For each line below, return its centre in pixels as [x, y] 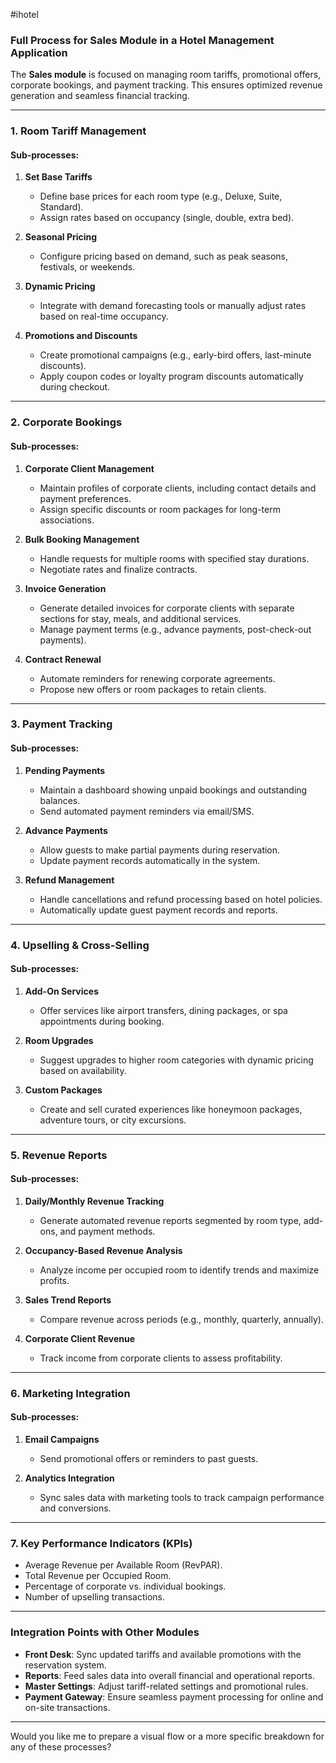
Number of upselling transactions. [95, 1597]
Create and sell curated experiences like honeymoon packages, [171, 1109]
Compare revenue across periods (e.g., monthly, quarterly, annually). [181, 1319]
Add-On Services [61, 991]
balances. [60, 800]
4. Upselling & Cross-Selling [80, 945]
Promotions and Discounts [81, 336]
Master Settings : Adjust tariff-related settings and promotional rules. [166, 1686]
